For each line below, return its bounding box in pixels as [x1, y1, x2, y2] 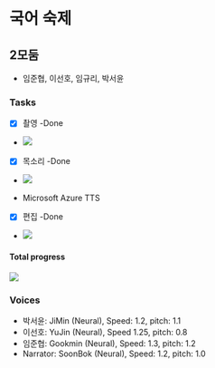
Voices [9, 294, 41, 306]
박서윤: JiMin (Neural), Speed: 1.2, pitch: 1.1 [22, 315, 182, 326]
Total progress [9, 251, 66, 263]
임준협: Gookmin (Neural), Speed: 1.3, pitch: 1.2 [22, 337, 196, 349]
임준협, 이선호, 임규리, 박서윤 [22, 73, 125, 83]
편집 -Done [22, 211, 63, 222]
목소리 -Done [22, 156, 70, 167]
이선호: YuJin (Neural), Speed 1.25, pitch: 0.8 [22, 326, 188, 337]
